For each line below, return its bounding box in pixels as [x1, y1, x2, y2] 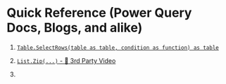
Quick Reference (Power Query [6, 5, 192, 21]
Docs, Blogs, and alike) [6, 20, 143, 36]
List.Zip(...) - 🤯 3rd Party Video [16, 56, 116, 64]
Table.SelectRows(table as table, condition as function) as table [16, 44, 219, 51]
